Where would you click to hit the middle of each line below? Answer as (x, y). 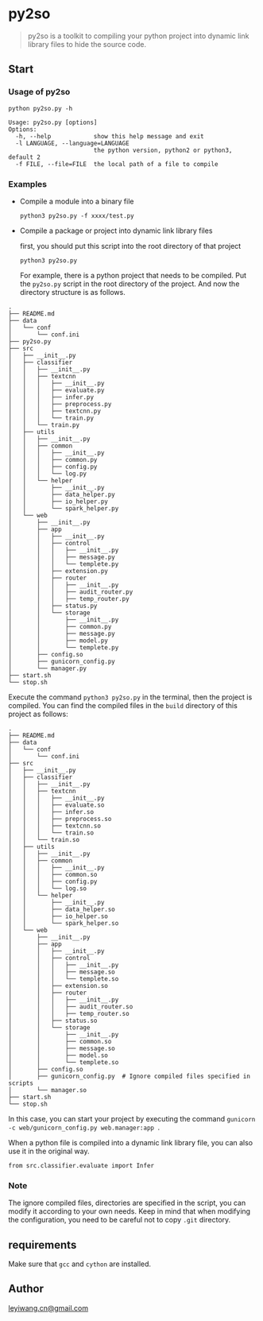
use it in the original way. (49, 1151)
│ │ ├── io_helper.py (58, 502)
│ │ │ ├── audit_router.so (71, 1006)
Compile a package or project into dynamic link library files (116, 230)
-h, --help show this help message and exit (110, 136)
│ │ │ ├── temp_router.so (69, 1013)
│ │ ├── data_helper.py (62, 494)
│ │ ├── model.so (58, 1055)
